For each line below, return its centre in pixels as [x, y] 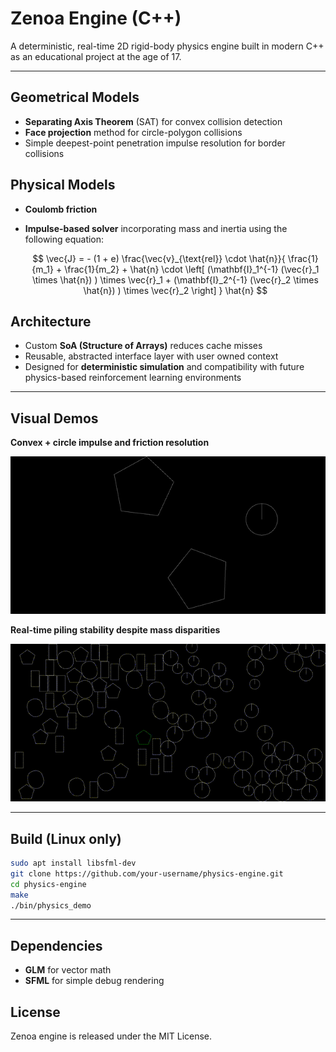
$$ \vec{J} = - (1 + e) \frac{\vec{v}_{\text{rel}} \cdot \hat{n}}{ [159, 258]
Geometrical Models [75, 97]
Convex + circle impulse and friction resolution [110, 443]
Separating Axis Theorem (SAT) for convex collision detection [153, 121]
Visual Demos [54, 418]
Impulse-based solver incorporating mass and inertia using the [156, 228]
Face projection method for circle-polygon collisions [133, 132]
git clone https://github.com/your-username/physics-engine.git [147, 873]
